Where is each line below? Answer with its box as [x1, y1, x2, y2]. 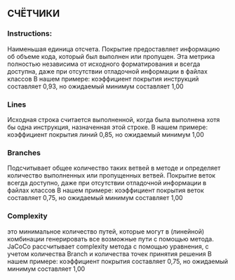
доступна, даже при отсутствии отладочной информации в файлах [7, 67, 208, 75]
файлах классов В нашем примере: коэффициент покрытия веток [7, 186, 205, 194]
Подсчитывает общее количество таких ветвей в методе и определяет [7, 164, 221, 173]
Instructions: [7, 29, 53, 39]
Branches [7, 147, 41, 157]
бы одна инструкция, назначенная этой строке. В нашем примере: [7, 123, 208, 131]
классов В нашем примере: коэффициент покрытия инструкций [7, 74, 199, 83]
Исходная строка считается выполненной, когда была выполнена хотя [7, 115, 220, 124]
